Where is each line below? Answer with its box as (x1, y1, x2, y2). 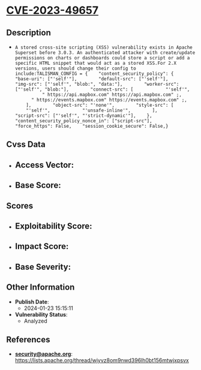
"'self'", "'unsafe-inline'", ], (26, 107, 158, 113)
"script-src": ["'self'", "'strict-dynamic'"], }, (14, 113, 152, 119)
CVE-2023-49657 (6, 4, 99, 17)
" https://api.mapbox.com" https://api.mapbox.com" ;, (41, 92, 182, 98)
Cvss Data (6, 139, 46, 150)
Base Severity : (14, 261, 71, 272)
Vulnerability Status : (14, 311, 68, 318)
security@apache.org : (14, 350, 73, 357)
